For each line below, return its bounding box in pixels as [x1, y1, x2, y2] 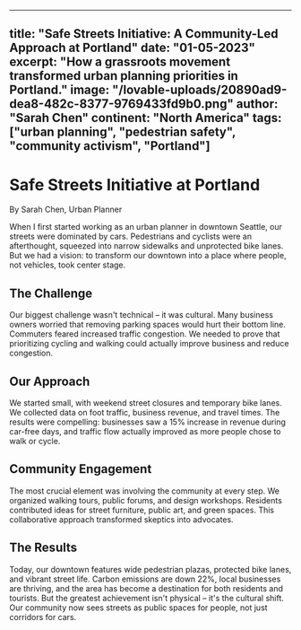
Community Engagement [9, 461, 152, 477]
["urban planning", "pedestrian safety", [9, 125, 236, 140]
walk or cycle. [9, 435, 61, 446]
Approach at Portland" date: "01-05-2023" [9, 40, 255, 56]
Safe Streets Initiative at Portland [9, 174, 261, 195]
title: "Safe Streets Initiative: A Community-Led [9, 26, 279, 41]
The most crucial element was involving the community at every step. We [9, 486, 280, 496]
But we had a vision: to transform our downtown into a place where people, [9, 250, 287, 261]
